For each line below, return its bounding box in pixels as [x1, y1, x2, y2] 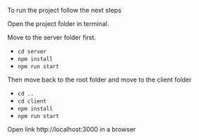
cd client [17, 98, 47, 105]
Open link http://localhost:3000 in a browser [7, 125, 136, 133]
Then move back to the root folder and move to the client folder [7, 75, 192, 84]
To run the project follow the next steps [7, 6, 122, 14]
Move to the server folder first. [7, 33, 97, 42]
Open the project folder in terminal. [7, 20, 109, 27]
